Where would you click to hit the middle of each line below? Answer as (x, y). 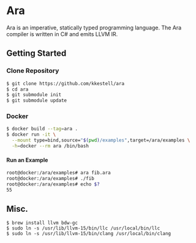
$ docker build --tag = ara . (42, 129)
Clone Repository (33, 71)
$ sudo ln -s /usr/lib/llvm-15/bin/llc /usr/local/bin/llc (83, 228)
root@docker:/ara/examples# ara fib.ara (59, 173)
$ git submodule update (37, 101)
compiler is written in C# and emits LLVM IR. (62, 34)
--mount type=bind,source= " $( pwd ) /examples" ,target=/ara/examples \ (101, 140)
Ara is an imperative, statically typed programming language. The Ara (94, 28)
